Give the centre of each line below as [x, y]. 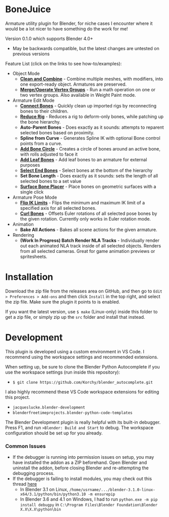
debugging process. [33, 473]
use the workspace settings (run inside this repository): [63, 372]
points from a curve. [41, 143]
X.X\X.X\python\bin [41, 510]
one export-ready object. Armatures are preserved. [73, 84]
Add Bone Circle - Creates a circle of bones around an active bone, [90, 149]
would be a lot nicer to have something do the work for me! [67, 28]
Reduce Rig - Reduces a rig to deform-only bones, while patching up [92, 116]
